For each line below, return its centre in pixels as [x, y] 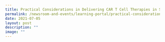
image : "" [15, 32]
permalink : [16, 14]
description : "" [22, 28]
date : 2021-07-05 [23, 18]
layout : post [18, 23]
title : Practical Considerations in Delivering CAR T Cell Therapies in [81, 9]
